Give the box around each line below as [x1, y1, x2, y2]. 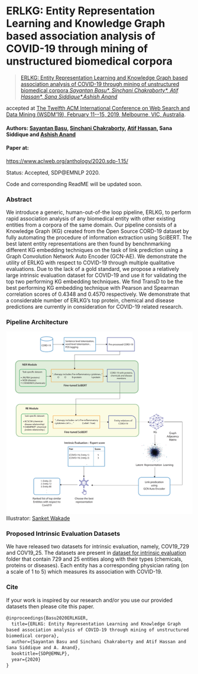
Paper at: [6, 144, 30, 152]
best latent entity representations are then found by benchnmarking [6, 240, 171, 247]
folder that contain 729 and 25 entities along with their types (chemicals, [6, 555, 183, 563]
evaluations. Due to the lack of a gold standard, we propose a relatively [6, 266, 179, 273]
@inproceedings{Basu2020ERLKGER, [6, 615, 89, 621]
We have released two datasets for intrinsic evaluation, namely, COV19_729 [6, 543, 189, 550]
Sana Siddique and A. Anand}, [6, 644, 81, 650]
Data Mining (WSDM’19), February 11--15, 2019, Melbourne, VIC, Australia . [6, 111, 186, 118]
